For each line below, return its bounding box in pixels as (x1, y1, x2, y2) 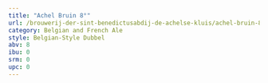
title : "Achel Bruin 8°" (8, 11, 91, 20)
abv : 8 (8, 41, 30, 49)
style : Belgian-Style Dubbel (8, 33, 105, 42)
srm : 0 (8, 56, 30, 64)
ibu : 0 (8, 48, 30, 56)
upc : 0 (8, 63, 30, 71)
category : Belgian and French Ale (8, 26, 124, 34)
